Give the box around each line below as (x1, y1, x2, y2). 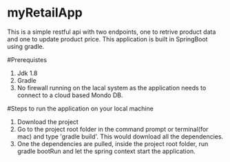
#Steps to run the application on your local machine (7, 104, 154, 112)
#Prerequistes (7, 55, 47, 63)
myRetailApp (7, 5, 83, 21)
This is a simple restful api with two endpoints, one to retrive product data (7, 28, 216, 36)
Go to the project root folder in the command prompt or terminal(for (17, 125, 209, 133)
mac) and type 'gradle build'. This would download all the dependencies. (17, 132, 224, 141)
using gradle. (7, 42, 45, 50)
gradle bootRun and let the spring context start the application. (17, 147, 196, 155)
